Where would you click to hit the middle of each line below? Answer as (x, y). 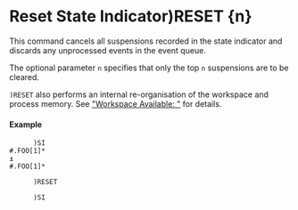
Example (26, 124)
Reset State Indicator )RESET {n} (131, 16)
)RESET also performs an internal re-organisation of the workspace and (139, 94)
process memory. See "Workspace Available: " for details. (116, 103)
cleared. (25, 77)
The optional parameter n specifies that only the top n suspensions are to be (149, 68)
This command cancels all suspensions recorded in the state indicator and (146, 41)
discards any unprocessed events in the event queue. (108, 50)
